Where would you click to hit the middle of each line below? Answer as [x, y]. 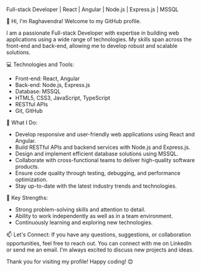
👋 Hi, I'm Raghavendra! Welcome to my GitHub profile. [74, 21]
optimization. [31, 180]
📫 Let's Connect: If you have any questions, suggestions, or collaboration [99, 235]
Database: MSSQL [38, 91]
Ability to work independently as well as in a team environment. [94, 216]
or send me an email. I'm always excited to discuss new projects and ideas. [100, 250]
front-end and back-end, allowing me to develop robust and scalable [92, 46]
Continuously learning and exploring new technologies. [84, 222]
